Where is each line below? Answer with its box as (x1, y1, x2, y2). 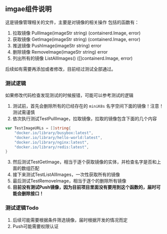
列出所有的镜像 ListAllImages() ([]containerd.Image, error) (12, 55, 133, 61)
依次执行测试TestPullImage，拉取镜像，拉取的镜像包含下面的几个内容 (12, 116, 157, 122)
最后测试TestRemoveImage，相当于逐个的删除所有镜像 (12, 178, 127, 184)
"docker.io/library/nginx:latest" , (14, 139, 89, 145)
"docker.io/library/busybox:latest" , (14, 130, 94, 135)
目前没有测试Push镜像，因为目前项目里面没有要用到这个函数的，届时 (12, 184, 156, 191)
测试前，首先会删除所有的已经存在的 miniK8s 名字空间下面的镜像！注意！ (12, 103, 164, 109)
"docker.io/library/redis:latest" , (14, 145, 89, 150)
